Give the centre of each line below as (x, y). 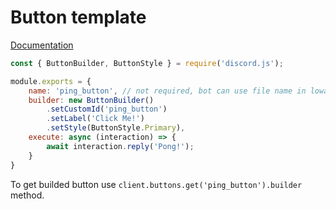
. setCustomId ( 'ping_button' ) (107, 109)
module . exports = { (51, 81)
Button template (78, 17)
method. (27, 195)
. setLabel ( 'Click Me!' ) (95, 119)
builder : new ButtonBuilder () (91, 100)
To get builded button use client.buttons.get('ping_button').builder (156, 184)
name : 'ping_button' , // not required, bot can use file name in (167, 91)
